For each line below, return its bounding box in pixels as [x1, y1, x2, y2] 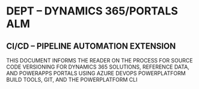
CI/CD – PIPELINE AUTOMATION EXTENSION [6, 41, 176, 51]
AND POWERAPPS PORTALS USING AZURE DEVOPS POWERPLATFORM [6, 70, 186, 76]
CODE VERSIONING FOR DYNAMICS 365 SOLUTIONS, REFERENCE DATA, [6, 63, 189, 70]
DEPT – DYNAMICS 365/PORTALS [6, 4, 179, 18]
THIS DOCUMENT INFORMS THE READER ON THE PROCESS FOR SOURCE [6, 57, 194, 64]
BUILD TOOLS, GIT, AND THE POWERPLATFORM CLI [6, 76, 138, 83]
